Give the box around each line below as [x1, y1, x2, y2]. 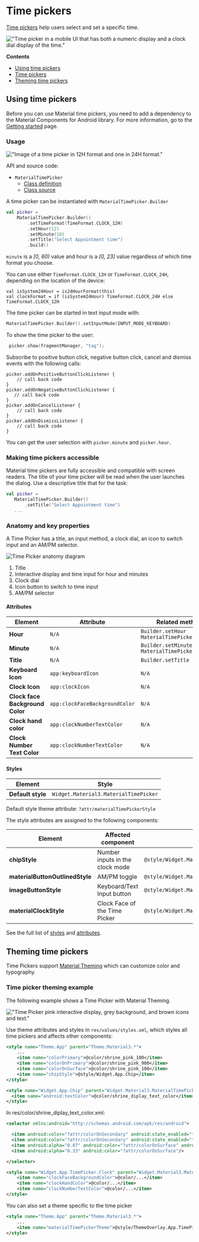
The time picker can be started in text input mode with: [6, 309, 140, 316]
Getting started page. [6, 123, 58, 130]
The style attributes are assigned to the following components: [6, 817, 159, 824]
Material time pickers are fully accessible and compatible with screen [6, 467, 175, 474]
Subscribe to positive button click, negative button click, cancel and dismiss [6, 354, 191, 361]
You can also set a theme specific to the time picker [6, 1202, 133, 1209]
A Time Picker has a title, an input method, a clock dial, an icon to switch [6, 535, 183, 543]
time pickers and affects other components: [6, 1032, 113, 1039]
